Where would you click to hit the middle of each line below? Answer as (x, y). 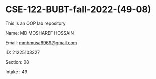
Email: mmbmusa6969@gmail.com (41, 43)
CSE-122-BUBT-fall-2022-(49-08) (78, 9)
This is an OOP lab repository (36, 23)
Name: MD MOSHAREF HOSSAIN (40, 33)
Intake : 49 (16, 72)
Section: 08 (17, 62)
